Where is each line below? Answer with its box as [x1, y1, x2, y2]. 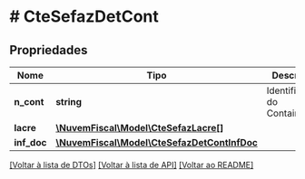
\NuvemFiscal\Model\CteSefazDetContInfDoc [55, 137, 259, 148]
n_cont [14, 96, 44, 108]
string [55, 96, 83, 108]
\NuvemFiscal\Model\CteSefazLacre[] [55, 122, 224, 134]
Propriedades [9, 42, 88, 58]
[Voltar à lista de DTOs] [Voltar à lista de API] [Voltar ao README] [9, 160, 254, 170]
